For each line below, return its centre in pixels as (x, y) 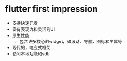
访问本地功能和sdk (31, 53)
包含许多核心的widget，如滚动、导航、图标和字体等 (71, 41)
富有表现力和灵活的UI (33, 29)
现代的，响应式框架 (31, 47)
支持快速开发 (25, 23)
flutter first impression (51, 9)
